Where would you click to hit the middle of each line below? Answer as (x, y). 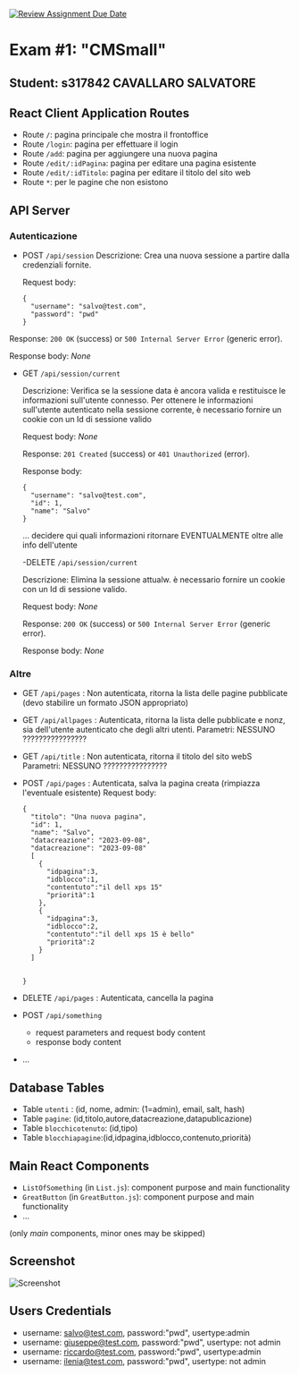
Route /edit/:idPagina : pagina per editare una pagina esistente (139, 163)
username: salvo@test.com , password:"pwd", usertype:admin (136, 1332)
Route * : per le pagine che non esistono (95, 182)
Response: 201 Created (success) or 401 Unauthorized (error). (136, 454)
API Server (40, 210)
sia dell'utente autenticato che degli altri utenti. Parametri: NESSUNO (149, 730)
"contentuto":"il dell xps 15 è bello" (120, 935)
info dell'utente (50, 545)
